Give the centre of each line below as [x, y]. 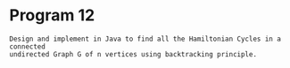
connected [28, 46]
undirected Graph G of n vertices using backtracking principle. [133, 54]
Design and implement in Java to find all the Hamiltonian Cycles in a [145, 39]
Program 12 [52, 15]
